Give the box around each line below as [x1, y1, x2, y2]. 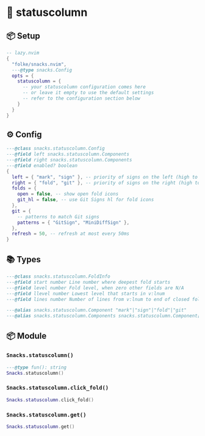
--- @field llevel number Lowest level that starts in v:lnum [6, 290, 165, 297]
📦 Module [6, 330, 47, 341]
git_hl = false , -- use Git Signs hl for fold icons [17, 197, 154, 203]
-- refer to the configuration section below [22, 95, 140, 102]
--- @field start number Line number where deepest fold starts [6, 279, 171, 285]
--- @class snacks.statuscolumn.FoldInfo [6, 273, 111, 279]
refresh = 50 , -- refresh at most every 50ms [12, 231, 130, 237]
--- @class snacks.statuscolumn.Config [6, 146, 105, 152]
